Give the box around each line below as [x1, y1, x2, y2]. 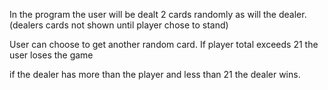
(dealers [9, 19, 44, 31]
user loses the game [9, 49, 94, 61]
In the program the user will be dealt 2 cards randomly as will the [9, 9, 277, 20]
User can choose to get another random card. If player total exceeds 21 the [9, 39, 319, 50]
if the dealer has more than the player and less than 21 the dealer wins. [9, 69, 301, 80]
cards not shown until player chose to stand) [45, 19, 229, 31]
